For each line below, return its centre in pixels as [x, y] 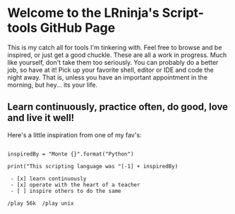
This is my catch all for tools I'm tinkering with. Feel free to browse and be [115, 47]
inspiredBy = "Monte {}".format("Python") [71, 154]
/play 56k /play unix [41, 203]
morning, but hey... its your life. [52, 84]
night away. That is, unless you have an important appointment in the [108, 77]
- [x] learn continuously [48, 178]
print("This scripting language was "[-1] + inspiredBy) [93, 166]
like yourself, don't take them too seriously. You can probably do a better [113, 62]
